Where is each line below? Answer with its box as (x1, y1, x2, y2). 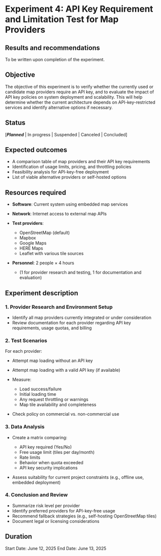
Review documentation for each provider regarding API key (12, 320, 131, 325)
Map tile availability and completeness (19, 402, 97, 407)
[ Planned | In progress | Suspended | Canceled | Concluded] (5, 131, 128, 137)
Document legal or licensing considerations (12, 518, 100, 524)
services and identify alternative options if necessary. (5, 104, 113, 110)
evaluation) (19, 275, 42, 280)
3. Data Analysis (5, 424, 45, 430)
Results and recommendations (5, 43, 100, 52)
